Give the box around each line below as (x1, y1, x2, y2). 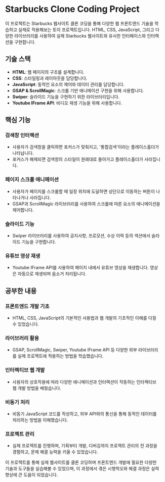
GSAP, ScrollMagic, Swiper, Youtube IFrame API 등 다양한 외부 (12, 347, 137, 353)
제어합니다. (12, 207, 34, 213)
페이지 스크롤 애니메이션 (5, 176, 59, 183)
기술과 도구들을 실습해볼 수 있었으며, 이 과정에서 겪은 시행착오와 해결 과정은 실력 (5, 466, 160, 472)
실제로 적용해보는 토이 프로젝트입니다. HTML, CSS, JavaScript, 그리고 (18, 26, 155, 33)
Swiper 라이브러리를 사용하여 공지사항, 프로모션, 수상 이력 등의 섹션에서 (12, 233, 151, 239)
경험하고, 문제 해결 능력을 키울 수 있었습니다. (12, 449, 98, 455)
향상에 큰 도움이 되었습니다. (5, 472, 58, 478)
